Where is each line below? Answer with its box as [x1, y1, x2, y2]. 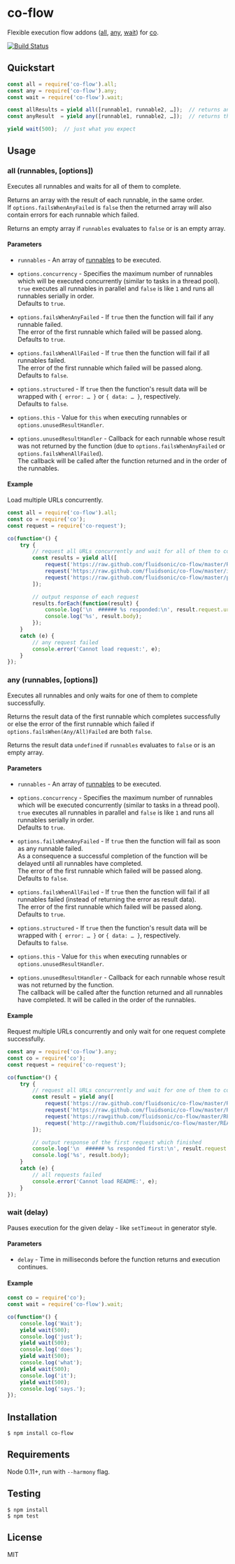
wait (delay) [7, 1208, 49, 1217]
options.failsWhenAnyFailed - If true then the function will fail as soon [17, 836, 220, 845]
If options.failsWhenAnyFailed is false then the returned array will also [7, 203, 212, 211]
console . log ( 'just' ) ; [20, 1333, 83, 1340]
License [7, 1532, 43, 1544]
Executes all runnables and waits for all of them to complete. [7, 182, 182, 190]
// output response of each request [32, 593, 139, 601]
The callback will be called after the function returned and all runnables [17, 988, 223, 996]
